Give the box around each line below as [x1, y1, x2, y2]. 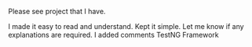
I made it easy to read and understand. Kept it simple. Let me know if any [8, 22, 245, 31]
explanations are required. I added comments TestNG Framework [8, 31, 220, 39]
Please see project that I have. [8, 7, 106, 16]
